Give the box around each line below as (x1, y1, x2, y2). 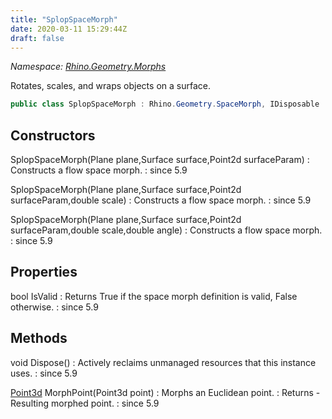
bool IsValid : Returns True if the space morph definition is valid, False (10, 290, 298, 302)
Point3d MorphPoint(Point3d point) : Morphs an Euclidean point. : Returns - (10, 386, 321, 398)
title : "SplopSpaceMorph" (10, 14, 118, 25)
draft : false (10, 33, 65, 43)
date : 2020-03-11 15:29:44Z (10, 24, 128, 34)
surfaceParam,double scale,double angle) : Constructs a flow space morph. (10, 224, 323, 236)
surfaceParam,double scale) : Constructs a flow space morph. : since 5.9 (10, 194, 312, 206)
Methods (10, 330, 68, 347)
